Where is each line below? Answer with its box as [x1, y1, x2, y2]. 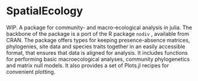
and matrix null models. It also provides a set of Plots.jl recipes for [6, 61, 169, 69]
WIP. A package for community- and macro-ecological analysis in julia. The [6, 24, 193, 31]
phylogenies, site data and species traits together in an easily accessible [6, 43, 186, 50]
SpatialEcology [6, 4, 83, 18]
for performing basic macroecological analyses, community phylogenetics [6, 55, 190, 63]
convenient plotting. [6, 68, 56, 75]
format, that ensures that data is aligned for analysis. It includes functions [6, 49, 188, 56]
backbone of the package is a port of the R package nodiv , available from [6, 30, 190, 37]
